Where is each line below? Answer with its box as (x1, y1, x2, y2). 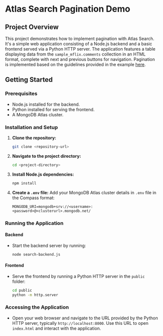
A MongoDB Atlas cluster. (12, 112, 64, 117)
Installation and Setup (5, 124, 58, 131)
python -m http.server (12, 292, 58, 298)
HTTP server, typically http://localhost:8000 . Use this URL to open (12, 320, 148, 326)
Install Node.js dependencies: (12, 171, 74, 177)
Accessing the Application (5, 304, 69, 311)
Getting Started (5, 75, 53, 84)
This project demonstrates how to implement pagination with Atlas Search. (5, 36, 155, 41)
